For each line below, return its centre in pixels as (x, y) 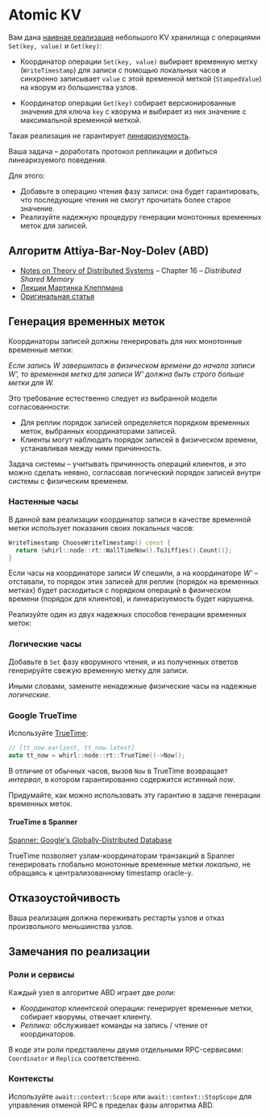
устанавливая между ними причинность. (91, 448)
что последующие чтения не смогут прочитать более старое (125, 200)
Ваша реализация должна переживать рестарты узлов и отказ (116, 918)
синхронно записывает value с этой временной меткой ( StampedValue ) (141, 78)
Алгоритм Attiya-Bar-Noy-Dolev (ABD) (109, 251)
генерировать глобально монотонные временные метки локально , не (130, 864)
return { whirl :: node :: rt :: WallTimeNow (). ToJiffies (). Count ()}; (124, 550)
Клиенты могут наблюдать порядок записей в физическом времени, (139, 439)
